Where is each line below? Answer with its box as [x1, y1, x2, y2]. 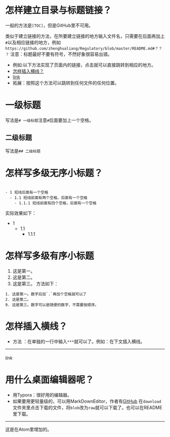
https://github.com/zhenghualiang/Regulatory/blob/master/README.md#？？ [5, 46, 163, 51]
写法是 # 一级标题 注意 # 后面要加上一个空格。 [5, 117, 94, 123]
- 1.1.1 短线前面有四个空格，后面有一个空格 [14, 200, 97, 205]
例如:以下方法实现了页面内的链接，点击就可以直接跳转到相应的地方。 [12, 62, 156, 68]
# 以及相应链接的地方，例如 [5, 39, 61, 46]
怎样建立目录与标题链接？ [5, 5, 112, 16]
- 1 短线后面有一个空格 [5, 190, 49, 195]
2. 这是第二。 [5, 297, 31, 302]
